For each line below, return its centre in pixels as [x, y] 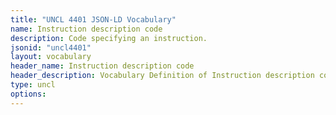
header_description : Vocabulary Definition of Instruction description [162, 76]
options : [28, 94]
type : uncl [33, 85]
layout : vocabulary [51, 57]
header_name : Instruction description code [102, 66]
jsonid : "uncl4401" [51, 47]
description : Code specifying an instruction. [109, 38]
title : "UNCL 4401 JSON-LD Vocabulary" [93, 19]
